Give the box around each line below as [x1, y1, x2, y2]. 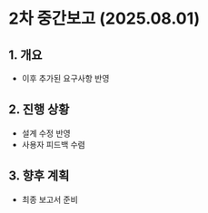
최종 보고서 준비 [21, 194, 78, 205]
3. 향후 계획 [8, 169, 70, 184]
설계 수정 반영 [21, 128, 71, 139]
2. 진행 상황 [8, 102, 70, 118]
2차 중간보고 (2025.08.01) [8, 8, 201, 29]
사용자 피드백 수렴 [21, 139, 85, 150]
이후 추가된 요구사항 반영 [21, 73, 110, 83]
